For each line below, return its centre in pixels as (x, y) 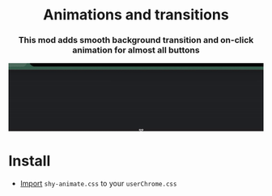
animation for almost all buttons (136, 50)
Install (30, 161)
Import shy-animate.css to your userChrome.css (98, 183)
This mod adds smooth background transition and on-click (136, 40)
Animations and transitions (136, 15)
